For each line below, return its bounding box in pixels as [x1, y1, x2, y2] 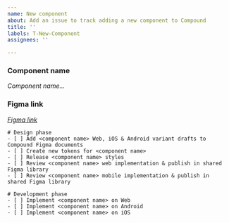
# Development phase [7, 191, 68, 198]
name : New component [7, 10, 68, 18]
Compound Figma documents [7, 141, 83, 148]
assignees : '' [7, 37, 49, 44]
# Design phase [7, 129, 52, 136]
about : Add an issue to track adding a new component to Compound [7, 17, 206, 24]
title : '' [7, 23, 37, 30]
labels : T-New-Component [7, 30, 80, 37]
